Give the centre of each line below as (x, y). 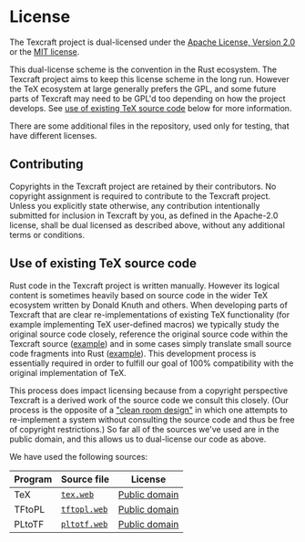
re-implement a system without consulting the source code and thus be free (152, 419)
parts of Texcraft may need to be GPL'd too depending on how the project (147, 99)
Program (33, 479)
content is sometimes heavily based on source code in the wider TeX (139, 295)
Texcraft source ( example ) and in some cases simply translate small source (151, 343)
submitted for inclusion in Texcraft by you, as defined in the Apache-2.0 (144, 215)
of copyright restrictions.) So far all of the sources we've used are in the (144, 429)
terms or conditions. (47, 235)
